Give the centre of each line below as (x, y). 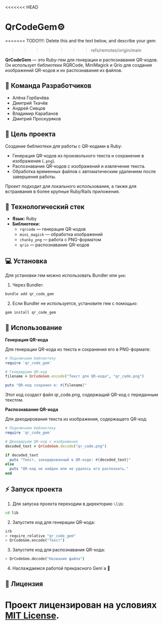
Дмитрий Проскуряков (36, 118)
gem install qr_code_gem (31, 313)
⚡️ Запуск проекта (34, 490)
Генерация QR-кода (27, 339)
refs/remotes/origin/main (116, 50)
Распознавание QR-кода (32, 409)
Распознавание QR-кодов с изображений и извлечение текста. (79, 166)
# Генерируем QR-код (26, 372)
